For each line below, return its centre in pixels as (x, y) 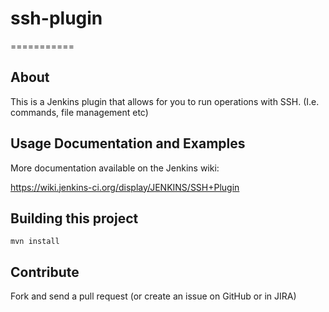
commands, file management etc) (79, 112)
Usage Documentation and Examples (128, 143)
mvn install (35, 242)
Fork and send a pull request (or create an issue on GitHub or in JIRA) (153, 296)
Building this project (74, 218)
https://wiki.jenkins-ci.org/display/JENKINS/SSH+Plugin (125, 187)
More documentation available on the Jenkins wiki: (115, 168)
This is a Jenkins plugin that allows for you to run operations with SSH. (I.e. (165, 101)
